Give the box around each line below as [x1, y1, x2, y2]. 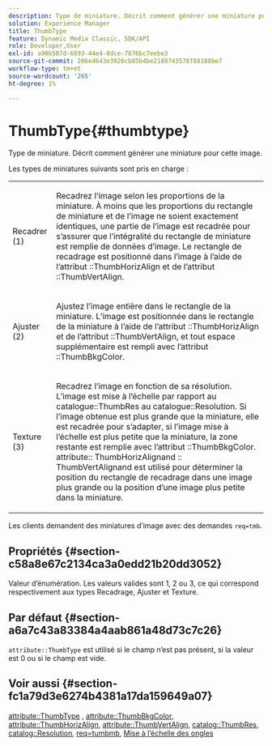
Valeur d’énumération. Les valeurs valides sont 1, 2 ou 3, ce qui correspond [8, 578, 259, 588]
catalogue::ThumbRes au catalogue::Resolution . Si [56, 401, 247, 412]
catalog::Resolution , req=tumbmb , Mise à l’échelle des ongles [8, 728, 214, 738]
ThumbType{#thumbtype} [8, 121, 190, 140]
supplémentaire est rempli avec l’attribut [56, 341, 209, 352]
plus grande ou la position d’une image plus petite [56, 482, 245, 493]
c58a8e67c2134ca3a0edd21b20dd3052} [8, 556, 223, 571]
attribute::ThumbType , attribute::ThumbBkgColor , [8, 710, 174, 721]
